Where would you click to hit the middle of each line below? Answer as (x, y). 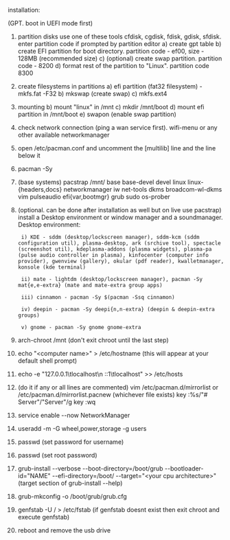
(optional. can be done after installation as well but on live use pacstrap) (119, 210)
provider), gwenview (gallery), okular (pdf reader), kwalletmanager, (121, 261)
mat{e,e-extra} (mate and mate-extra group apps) (90, 285)
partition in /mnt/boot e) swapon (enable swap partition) (97, 114)
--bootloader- (184, 469)
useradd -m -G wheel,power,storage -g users (82, 428)
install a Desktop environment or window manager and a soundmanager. (120, 217)
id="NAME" (34, 476)
